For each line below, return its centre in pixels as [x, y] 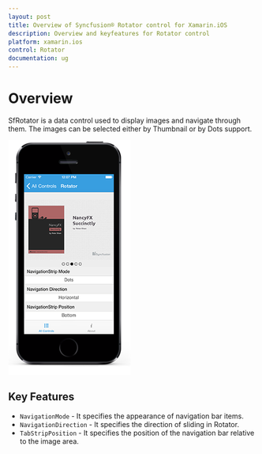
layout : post [30, 17]
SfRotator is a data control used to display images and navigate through [125, 120]
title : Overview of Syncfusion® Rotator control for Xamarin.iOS [118, 25]
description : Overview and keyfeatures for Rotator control [109, 33]
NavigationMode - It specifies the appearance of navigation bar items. [132, 416]
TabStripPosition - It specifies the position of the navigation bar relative [137, 433]
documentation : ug [38, 59]
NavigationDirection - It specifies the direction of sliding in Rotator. [129, 424]
